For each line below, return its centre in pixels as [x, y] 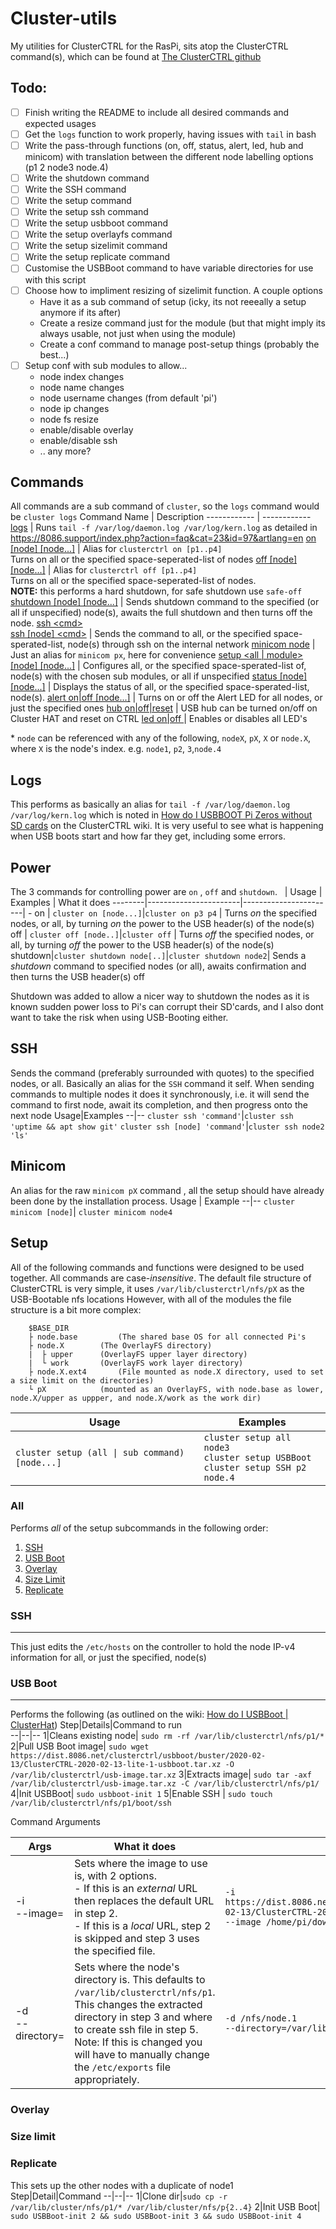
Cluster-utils [64, 18]
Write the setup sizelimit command [96, 246]
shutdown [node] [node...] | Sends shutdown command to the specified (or [165, 602]
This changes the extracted [138, 2005]
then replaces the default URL [144, 1901]
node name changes [82, 387]
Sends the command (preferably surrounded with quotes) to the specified [162, 1073]
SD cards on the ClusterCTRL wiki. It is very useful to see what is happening [167, 826]
